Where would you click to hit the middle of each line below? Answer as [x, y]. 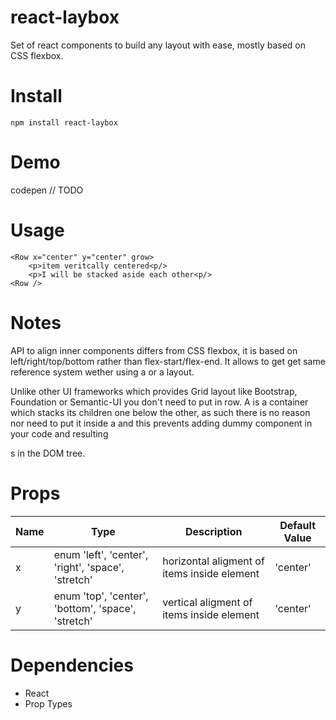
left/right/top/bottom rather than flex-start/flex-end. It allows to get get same [168, 361]
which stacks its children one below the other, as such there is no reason [160, 412]
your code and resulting [59, 433]
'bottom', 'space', [95, 608]
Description [214, 531]
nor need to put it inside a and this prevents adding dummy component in [161, 423]
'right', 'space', [89, 567]
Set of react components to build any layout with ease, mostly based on [158, 45]
